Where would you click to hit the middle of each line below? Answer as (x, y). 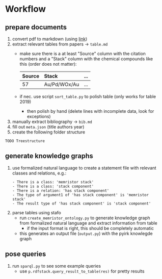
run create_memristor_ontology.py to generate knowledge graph (85, 218)
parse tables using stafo (37, 212)
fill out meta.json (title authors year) (48, 127)
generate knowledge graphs (49, 156)
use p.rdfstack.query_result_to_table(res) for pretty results (82, 271)
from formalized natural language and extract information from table (88, 223)
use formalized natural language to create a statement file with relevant (84, 168)
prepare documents (36, 27)
